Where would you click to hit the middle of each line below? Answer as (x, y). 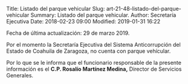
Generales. (20, 75)
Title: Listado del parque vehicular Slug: (56, 9)
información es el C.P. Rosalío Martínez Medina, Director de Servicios (94, 69)
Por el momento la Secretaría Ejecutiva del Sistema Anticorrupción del (94, 45)
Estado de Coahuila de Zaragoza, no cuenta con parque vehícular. (89, 51)
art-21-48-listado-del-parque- (144, 9)
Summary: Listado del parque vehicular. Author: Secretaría (103, 15)
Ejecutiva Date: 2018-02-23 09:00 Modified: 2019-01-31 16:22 (83, 21)
